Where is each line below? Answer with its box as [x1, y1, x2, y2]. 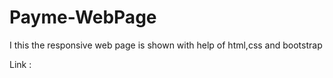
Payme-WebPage [9, 6, 157, 29]
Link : [9, 58, 32, 70]
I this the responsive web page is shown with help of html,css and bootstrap [9, 39, 323, 51]
